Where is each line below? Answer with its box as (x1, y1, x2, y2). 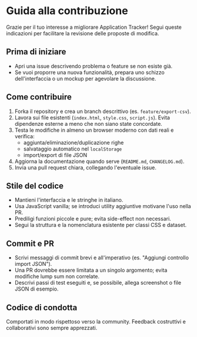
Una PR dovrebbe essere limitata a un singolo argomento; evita (14, 266, 168, 274)
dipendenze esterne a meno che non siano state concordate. (14, 120, 163, 127)
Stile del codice (6, 181, 64, 191)
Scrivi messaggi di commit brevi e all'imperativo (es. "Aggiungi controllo (14, 254, 189, 261)
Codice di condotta (6, 302, 78, 312)
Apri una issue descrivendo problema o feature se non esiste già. (14, 62, 173, 69)
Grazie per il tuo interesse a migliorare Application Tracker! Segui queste (6, 24, 182, 31)
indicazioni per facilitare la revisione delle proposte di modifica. (6, 29, 159, 36)
